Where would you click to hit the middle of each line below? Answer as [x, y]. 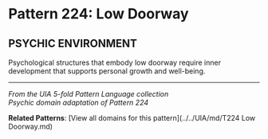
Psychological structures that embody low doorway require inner [115, 62]
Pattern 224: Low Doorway [99, 14]
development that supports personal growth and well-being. [107, 71]
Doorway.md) [31, 126]
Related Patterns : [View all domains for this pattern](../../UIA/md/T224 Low [132, 118]
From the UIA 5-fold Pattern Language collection [89, 94]
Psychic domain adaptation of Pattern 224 [79, 102]
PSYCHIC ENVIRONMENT [73, 44]
